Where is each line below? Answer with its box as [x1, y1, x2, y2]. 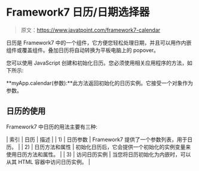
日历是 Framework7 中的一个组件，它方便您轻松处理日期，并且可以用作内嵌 [6, 39, 192, 46]
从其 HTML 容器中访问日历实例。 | [6, 158, 91, 165]
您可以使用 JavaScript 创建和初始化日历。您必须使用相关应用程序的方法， [6, 59, 188, 66]
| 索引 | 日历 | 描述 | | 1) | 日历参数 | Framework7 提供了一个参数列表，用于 [6, 136, 188, 143]
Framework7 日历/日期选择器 [6, 5, 150, 19]
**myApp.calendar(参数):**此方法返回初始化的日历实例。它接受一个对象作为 [6, 79, 193, 87]
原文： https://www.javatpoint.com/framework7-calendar [20, 26, 161, 33]
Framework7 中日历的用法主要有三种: [6, 123, 97, 130]
